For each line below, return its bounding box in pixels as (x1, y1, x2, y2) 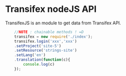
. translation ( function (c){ (14, 57, 70, 63)
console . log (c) (23, 62, 55, 67)
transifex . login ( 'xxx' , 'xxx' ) (14, 39, 77, 44)
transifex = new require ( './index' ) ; (14, 34, 93, 39)
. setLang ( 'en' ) (14, 53, 46, 58)
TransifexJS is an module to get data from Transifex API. (5, 20, 121, 26)
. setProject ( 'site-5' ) (14, 43, 61, 48)
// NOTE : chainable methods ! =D (14, 29, 84, 34)
